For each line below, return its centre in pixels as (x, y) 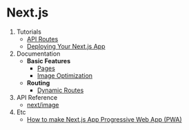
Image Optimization (65, 75)
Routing (38, 83)
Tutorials (29, 32)
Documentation (38, 54)
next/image (43, 105)
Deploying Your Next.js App (66, 46)
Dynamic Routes (60, 90)
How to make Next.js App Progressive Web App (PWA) (104, 119)
